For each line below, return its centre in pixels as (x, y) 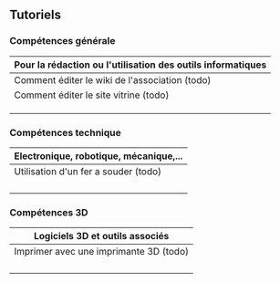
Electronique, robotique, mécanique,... (99, 156)
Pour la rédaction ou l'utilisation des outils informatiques (140, 65)
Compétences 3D (49, 212)
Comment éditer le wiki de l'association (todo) (113, 79)
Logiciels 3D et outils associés (101, 236)
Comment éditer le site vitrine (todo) (92, 95)
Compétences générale (62, 41)
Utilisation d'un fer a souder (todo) (88, 171)
